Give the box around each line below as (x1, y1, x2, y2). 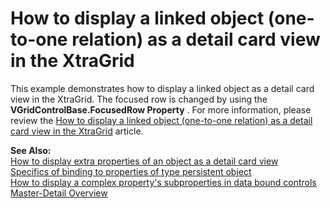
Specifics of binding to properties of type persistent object (10, 165, 252, 177)
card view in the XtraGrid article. (10, 125, 144, 137)
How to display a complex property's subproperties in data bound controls (10, 176, 317, 188)
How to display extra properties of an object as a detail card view (10, 155, 279, 167)
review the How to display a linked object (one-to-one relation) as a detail (10, 114, 313, 126)
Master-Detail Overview (10, 187, 108, 199)
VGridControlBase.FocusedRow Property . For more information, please (10, 103, 312, 116)
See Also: (10, 144, 52, 156)
